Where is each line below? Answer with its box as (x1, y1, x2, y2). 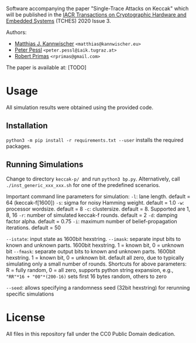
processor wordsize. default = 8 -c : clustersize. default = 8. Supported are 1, (6, 205, 191, 212)
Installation (6, 121, 48, 131)
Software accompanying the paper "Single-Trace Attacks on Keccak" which (6, 5, 189, 12)
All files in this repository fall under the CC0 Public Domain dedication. (6, 330, 176, 337)
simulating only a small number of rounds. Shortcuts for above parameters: (6, 260, 187, 267)
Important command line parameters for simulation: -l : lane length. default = (6, 193, 191, 200)
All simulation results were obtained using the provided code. (6, 104, 154, 111)
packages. (6, 142, 32, 150)
